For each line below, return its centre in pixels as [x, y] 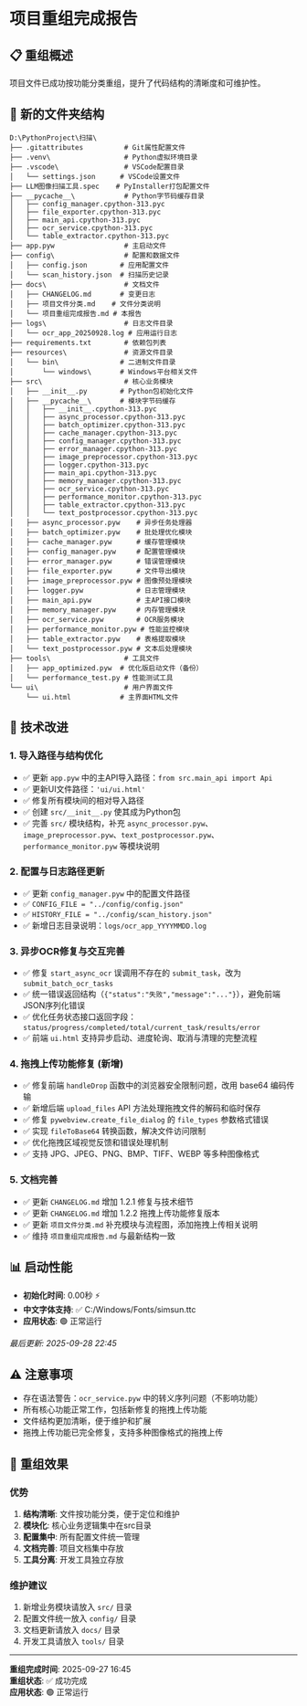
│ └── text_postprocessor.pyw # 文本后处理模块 [101, 648]
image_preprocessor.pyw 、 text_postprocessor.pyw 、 [121, 834]
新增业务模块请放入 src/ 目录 [77, 1607]
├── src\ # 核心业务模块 [91, 381]
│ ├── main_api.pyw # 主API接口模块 [101, 600]
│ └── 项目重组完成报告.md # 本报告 [76, 313]
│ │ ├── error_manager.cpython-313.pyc [94, 448]
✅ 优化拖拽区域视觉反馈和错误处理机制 [95, 1143]
